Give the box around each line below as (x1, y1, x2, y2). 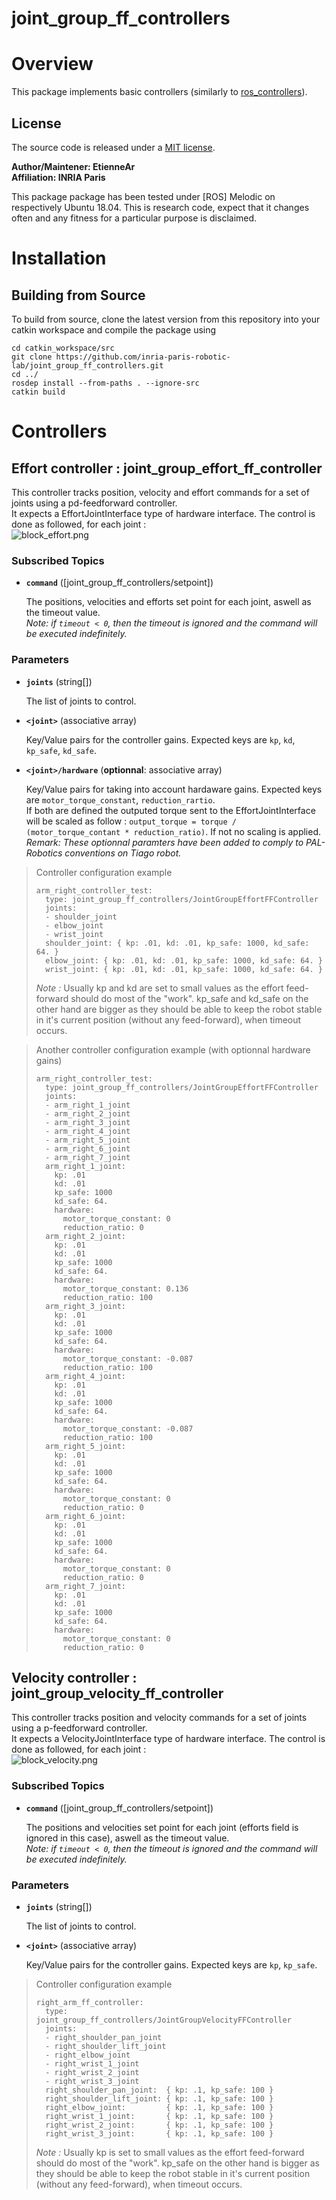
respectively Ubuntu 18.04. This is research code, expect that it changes (11, 201, 310, 213)
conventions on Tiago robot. (64, 847, 182, 859)
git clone (11, 352, 53, 362)
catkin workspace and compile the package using (11, 323, 217, 336)
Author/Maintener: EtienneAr (11, 160, 136, 172)
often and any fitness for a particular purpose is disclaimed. (11, 212, 258, 224)
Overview (11, 53, 94, 76)
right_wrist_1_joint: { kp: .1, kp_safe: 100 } (45, 2111, 274, 2121)
